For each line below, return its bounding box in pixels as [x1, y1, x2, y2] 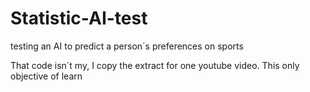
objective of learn [10, 70, 83, 82]
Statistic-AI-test [10, 7, 148, 30]
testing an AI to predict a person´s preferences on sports [10, 40, 244, 52]
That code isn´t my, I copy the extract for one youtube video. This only [10, 59, 300, 71]
